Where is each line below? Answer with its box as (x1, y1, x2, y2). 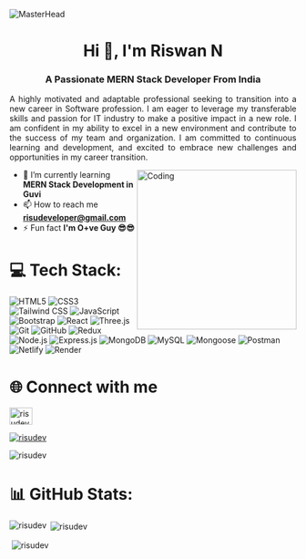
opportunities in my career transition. (9, 151, 148, 163)
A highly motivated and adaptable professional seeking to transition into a (9, 94, 297, 105)
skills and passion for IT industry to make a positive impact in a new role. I (9, 113, 297, 124)
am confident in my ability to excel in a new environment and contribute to (9, 123, 297, 134)
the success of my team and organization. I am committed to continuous (9, 132, 297, 143)
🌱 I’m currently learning (22, 170, 111, 181)
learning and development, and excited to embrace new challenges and (9, 142, 297, 153)
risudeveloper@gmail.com (22, 212, 127, 223)
